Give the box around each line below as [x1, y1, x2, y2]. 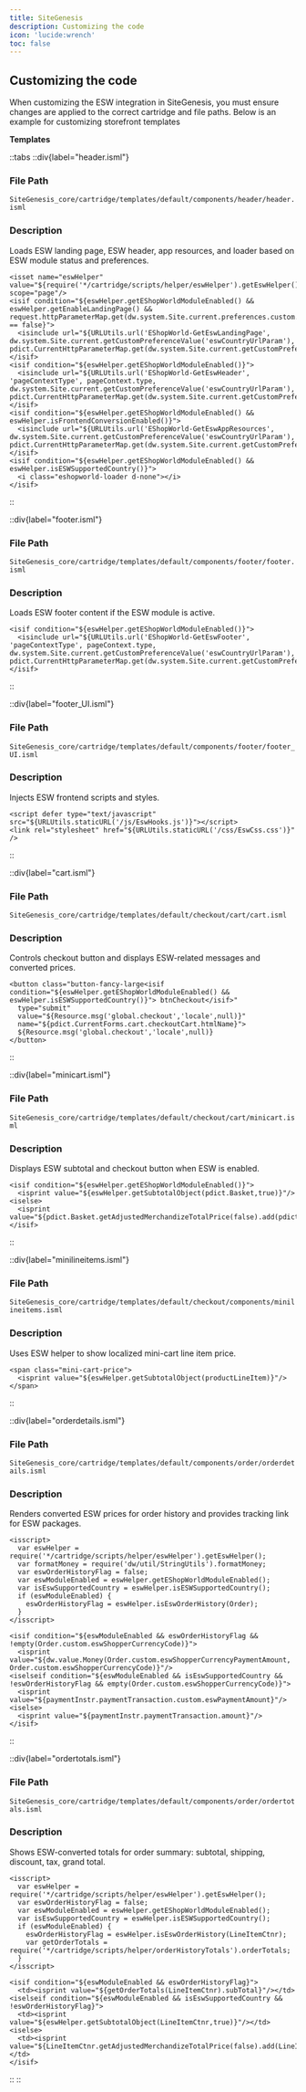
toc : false [9, 38, 51, 48]
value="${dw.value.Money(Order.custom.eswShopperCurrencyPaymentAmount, [9, 1656, 291, 1665]
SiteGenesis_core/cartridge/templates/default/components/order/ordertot [9, 1796, 296, 1806]
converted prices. [9, 962, 76, 973]
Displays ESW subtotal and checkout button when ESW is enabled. [9, 1163, 260, 1174]
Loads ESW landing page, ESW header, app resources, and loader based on [9, 245, 295, 256]
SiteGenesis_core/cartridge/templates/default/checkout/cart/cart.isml [9, 910, 287, 920]
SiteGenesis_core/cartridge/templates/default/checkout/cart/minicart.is [9, 1113, 296, 1122]
